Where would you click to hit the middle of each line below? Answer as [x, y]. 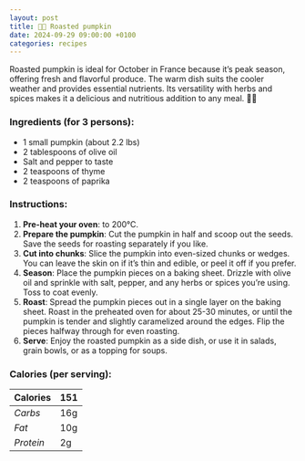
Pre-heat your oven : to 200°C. [81, 224]
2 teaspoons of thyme [64, 171]
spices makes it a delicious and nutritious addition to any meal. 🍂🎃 [133, 99]
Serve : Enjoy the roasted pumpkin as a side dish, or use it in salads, [149, 341]
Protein [30, 443]
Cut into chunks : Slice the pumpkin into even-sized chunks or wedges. [156, 253]
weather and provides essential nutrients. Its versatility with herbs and [141, 89]
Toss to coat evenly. [60, 292]
